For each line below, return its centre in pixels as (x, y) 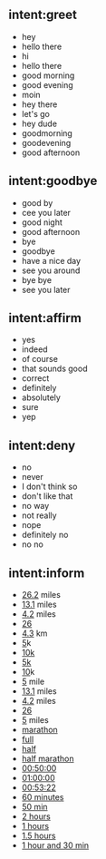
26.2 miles (41, 595)
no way (35, 506)
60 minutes (43, 797)
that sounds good (54, 369)
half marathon (48, 759)
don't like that (47, 496)
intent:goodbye (53, 181)
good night (42, 222)
